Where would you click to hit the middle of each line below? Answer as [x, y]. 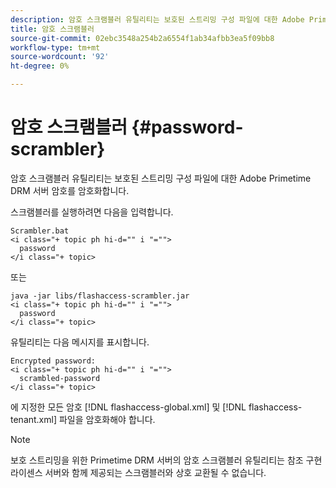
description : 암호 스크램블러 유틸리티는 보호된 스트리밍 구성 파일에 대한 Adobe [157, 19]
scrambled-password [60, 378]
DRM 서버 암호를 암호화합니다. [70, 190]
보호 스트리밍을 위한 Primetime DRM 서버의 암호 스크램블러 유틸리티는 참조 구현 [166, 460]
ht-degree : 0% [40, 66]
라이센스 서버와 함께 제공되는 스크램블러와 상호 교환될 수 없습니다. [138, 472]
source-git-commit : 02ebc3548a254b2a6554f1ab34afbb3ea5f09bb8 [142, 38]
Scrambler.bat [40, 231]
